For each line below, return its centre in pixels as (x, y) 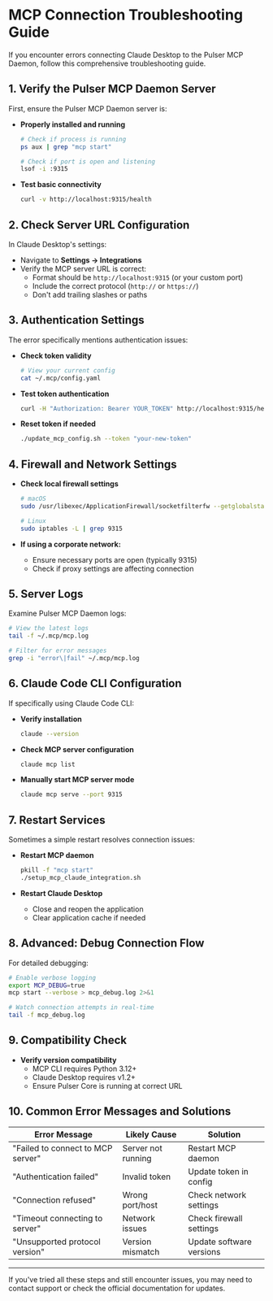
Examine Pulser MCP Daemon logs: (67, 614)
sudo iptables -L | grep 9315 (71, 529)
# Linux (33, 521)
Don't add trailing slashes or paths (90, 294)
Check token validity (56, 355)
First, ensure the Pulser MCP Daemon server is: (88, 108)
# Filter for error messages (58, 651)
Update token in (219, 1171)
